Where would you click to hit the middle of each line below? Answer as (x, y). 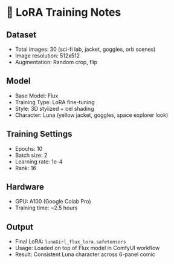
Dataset (21, 35)
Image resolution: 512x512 (47, 56)
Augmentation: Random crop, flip (56, 62)
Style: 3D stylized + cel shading (54, 108)
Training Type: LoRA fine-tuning (55, 102)
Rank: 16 (25, 168)
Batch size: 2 (31, 155)
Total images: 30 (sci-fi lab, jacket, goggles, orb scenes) (85, 49)
